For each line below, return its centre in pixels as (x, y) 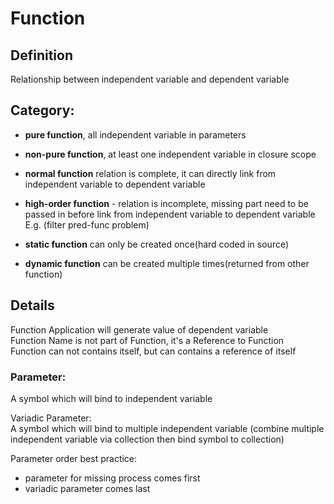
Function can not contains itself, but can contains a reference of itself (153, 351)
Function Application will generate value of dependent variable (139, 329)
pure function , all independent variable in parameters (135, 134)
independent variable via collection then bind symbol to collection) (147, 439)
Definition (41, 55)
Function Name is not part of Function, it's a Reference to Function (147, 340)
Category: (42, 110)
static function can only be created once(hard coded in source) (157, 244)
